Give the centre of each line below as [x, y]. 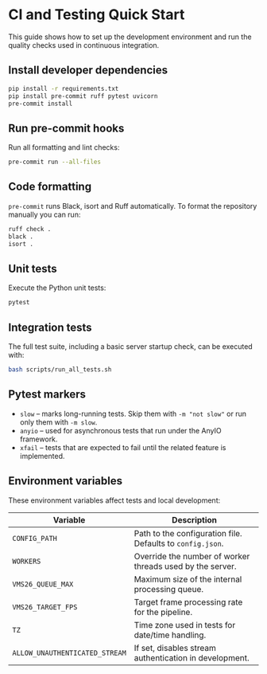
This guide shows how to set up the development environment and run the [130, 37]
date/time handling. [170, 635]
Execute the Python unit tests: [57, 288]
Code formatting [50, 187]
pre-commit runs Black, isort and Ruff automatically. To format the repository [133, 206]
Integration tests [50, 327]
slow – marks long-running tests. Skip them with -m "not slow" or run [133, 413]
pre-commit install [41, 104]
